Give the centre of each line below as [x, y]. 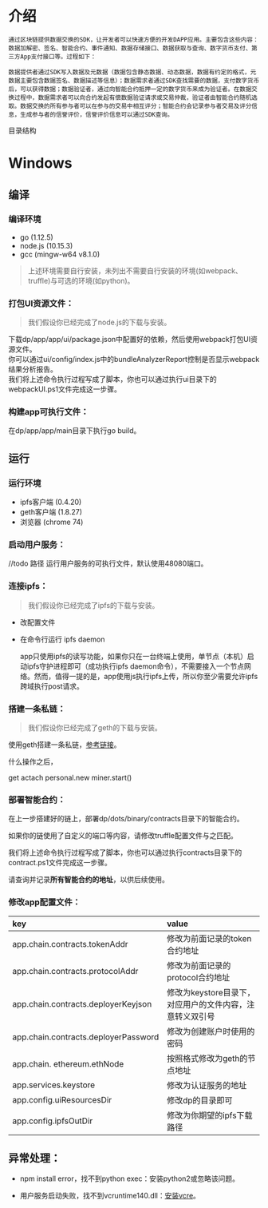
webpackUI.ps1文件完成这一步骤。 [65, 389]
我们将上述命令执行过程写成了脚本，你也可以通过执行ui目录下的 [112, 379]
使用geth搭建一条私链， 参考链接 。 [65, 745]
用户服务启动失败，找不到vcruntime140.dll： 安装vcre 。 [110, 1196]
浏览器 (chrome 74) [51, 522]
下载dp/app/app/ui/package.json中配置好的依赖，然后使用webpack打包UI [130, 340]
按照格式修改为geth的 [207, 1058]
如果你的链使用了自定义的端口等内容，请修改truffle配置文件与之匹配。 [123, 836]
